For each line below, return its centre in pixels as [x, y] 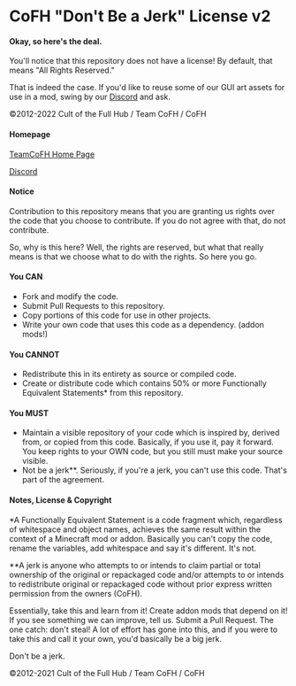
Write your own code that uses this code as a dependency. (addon [143, 324]
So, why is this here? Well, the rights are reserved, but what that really [137, 247]
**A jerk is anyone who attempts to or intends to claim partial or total [135, 565]
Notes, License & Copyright [61, 500]
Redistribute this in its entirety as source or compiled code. [129, 374]
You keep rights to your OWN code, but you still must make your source [152, 451]
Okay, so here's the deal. [56, 41]
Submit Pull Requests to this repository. [93, 306]
